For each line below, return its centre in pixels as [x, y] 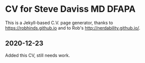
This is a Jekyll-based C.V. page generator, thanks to [59, 23]
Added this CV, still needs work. [38, 55]
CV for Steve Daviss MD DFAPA [71, 9]
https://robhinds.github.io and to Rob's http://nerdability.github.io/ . [73, 28]
